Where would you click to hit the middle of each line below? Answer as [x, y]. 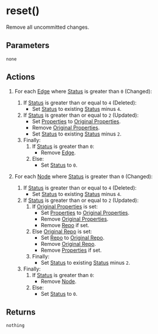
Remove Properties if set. [71, 250]
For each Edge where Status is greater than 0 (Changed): [83, 91]
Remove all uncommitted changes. [48, 27]
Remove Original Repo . [68, 244]
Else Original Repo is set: [62, 231]
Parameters [28, 45]
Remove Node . [59, 281]
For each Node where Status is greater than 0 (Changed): [84, 176]
